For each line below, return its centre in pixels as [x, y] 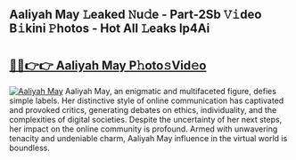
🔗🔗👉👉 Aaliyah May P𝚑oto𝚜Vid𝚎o [108, 65]
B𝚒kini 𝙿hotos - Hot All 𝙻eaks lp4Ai [110, 29]
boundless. [30, 148]
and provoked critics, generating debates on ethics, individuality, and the [143, 110]
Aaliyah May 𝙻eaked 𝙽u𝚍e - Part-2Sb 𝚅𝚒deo [136, 15]
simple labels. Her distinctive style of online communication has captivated [147, 100]
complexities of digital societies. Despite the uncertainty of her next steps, [146, 120]
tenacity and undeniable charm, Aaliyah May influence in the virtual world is [148, 138]
